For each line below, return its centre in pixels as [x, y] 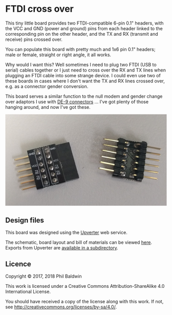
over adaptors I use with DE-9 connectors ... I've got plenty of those [77, 102]
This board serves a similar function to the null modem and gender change [84, 96]
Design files [25, 220]
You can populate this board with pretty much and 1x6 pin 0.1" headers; [80, 49]
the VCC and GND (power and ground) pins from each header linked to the [84, 28]
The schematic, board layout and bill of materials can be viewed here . [79, 242]
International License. [28, 291]
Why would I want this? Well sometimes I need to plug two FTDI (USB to [81, 64]
